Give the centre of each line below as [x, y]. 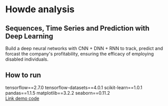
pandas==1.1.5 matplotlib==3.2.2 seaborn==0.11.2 [58, 93]
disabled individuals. [27, 59]
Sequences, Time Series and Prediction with [77, 28]
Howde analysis [40, 9]
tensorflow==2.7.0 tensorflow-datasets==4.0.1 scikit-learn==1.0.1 [74, 87]
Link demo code [22, 98]
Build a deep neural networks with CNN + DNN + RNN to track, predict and [84, 48]
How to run [23, 75]
